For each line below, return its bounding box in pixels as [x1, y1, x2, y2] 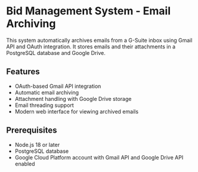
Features [6, 67, 40, 77]
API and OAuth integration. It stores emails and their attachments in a [6, 43, 176, 50]
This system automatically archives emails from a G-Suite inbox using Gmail [6, 36, 193, 44]
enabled [14, 160, 35, 167]
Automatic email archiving [14, 88, 79, 96]
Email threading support [14, 102, 75, 109]
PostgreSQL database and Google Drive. [6, 49, 106, 56]
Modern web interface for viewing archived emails [14, 107, 139, 115]
